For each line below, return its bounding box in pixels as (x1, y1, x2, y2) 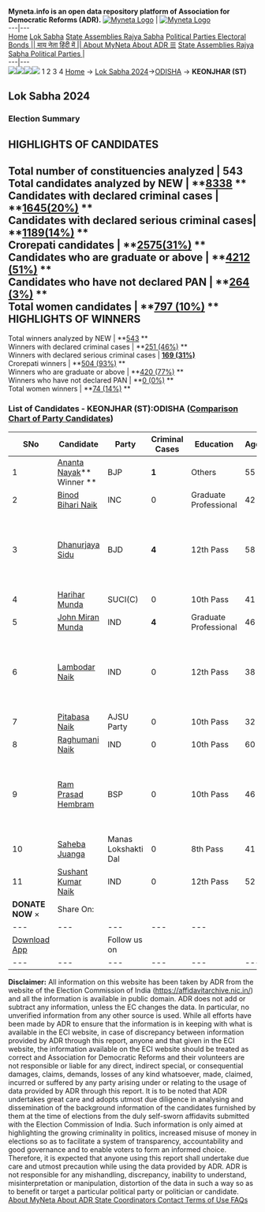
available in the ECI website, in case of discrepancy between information (8, 1027, 244, 1037)
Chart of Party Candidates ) (8, 413, 114, 425)
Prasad (57, 788, 84, 799)
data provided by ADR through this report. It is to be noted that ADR (8, 1086, 227, 1095)
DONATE (12, 899, 46, 910)
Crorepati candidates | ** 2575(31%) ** (8, 238, 207, 252)
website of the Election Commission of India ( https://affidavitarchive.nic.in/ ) (8, 986, 254, 995)
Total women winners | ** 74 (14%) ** (8, 383, 131, 393)
